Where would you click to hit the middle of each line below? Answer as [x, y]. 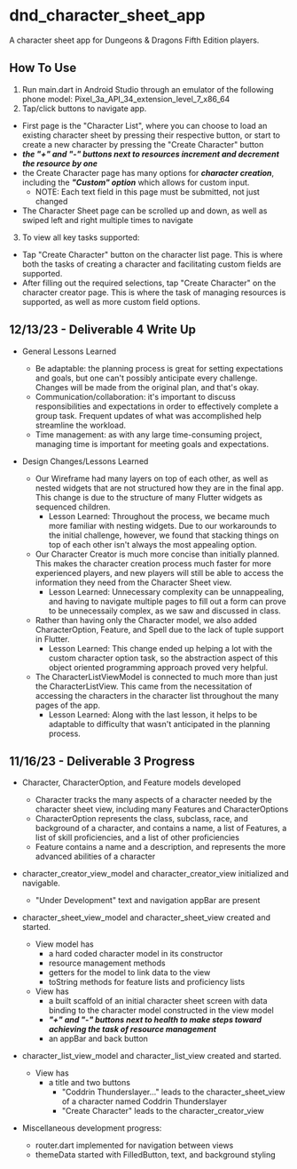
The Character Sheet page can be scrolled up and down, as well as [145, 211]
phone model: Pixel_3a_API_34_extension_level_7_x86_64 [126, 99]
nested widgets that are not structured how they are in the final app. [159, 488]
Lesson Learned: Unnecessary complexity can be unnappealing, [166, 591]
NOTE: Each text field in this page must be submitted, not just [147, 191]
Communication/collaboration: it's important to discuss [136, 396]
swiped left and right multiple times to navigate [107, 220]
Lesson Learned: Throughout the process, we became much [159, 516]
